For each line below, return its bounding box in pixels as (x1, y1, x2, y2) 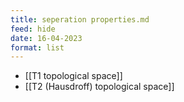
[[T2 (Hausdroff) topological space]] (24, 81, 175, 93)
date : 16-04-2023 (10, 33, 83, 43)
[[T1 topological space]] (24, 70, 123, 82)
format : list (10, 42, 65, 53)
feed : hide (10, 24, 56, 34)
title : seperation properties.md (10, 14, 150, 25)
